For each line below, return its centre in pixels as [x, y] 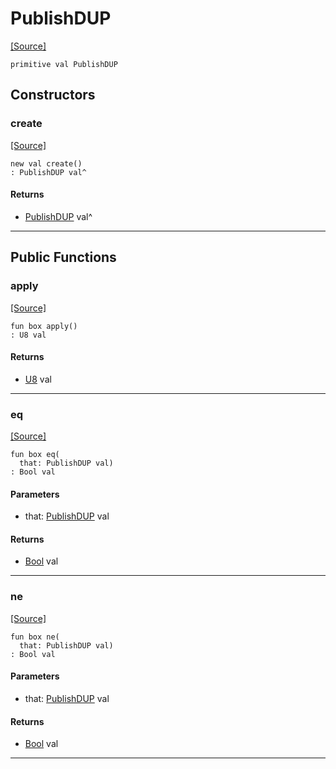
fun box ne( [35, 637]
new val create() [46, 163]
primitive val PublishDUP [64, 64]
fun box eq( [35, 455]
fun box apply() [44, 326]
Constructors [53, 95]
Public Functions [63, 257]
